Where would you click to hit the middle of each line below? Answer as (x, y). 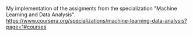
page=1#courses (26, 27)
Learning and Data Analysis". (41, 15)
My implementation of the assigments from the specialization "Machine (92, 8)
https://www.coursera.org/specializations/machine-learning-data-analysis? (97, 21)
